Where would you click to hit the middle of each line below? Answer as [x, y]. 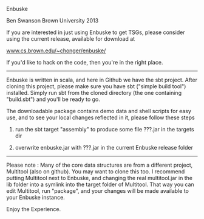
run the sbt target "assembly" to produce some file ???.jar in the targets [104, 129]
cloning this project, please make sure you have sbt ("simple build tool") [96, 86]
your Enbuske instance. [36, 197]
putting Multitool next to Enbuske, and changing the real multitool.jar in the [100, 178]
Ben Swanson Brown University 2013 [53, 20]
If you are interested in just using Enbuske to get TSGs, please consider [96, 32]
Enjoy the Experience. [34, 209]
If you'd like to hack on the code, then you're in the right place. [85, 62]
